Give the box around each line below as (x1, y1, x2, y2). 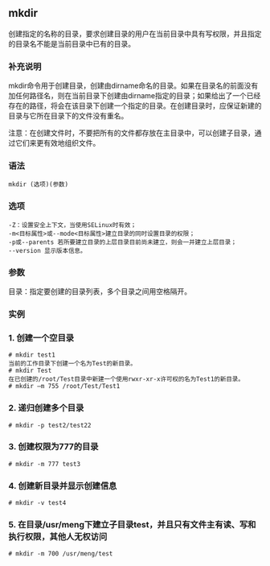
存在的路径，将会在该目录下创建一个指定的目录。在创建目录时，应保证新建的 (8, 101, 262, 111)
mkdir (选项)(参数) (8, 180, 69, 188)
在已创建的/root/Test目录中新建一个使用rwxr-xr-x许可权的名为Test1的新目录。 (8, 375, 245, 383)
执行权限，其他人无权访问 (8, 531, 108, 543)
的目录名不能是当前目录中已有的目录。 (8, 39, 135, 48)
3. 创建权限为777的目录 (8, 441, 99, 452)
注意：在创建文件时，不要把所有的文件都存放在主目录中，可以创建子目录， (8, 128, 255, 138)
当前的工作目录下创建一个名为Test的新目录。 (8, 360, 137, 368)
